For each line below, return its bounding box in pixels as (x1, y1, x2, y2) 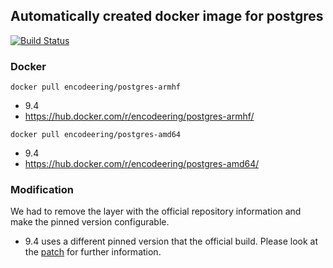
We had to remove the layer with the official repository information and (10, 205, 302, 218)
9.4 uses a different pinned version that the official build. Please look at (24, 235, 318, 248)
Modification (10, 183, 75, 197)
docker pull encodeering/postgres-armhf (10, 82, 182, 93)
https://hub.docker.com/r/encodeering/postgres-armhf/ (24, 110, 255, 123)
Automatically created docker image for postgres (10, 8, 324, 25)
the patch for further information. (24, 246, 162, 258)
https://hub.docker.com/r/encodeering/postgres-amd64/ (24, 158, 260, 170)
